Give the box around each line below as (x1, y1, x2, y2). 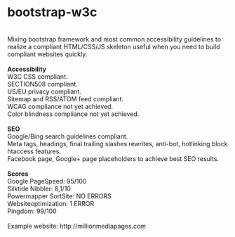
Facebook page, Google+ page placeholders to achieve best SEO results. (7, 154, 220, 162)
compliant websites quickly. (7, 50, 88, 58)
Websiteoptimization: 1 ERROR (7, 199, 95, 207)
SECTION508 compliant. (7, 79, 79, 88)
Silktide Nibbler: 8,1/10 (7, 184, 72, 193)
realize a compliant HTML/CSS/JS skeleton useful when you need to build (7, 42, 220, 51)
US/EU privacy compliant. (7, 87, 82, 96)
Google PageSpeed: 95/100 (7, 177, 87, 185)
